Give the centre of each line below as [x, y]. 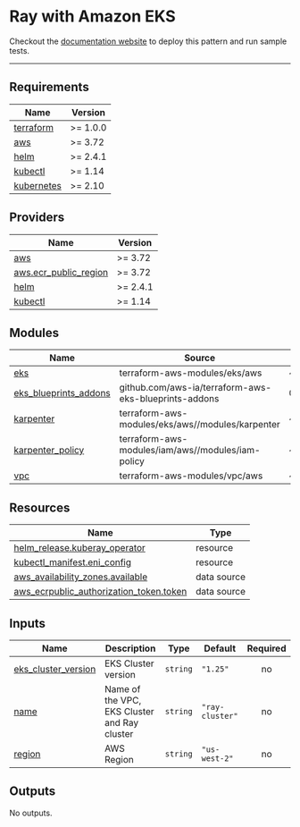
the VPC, [123, 700]
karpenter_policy [49, 451]
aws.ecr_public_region [61, 272]
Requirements [49, 87]
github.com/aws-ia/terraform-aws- [196, 388]
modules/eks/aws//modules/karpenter [200, 425]
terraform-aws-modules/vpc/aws [191, 476]
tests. [19, 50]
